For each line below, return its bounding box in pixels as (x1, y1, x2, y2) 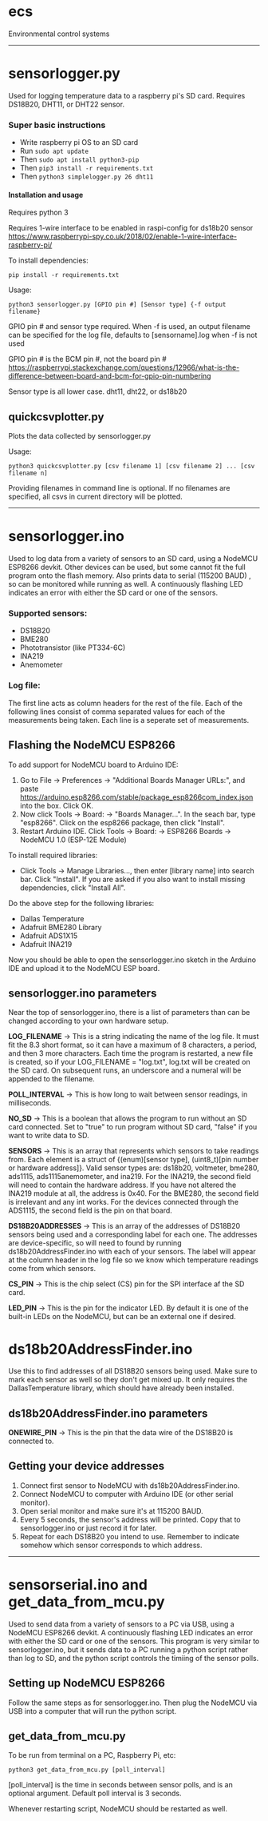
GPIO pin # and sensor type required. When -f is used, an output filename (8, 322, 251, 331)
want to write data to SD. (8, 1131, 89, 1141)
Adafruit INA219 (19, 939, 73, 949)
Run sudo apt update (19, 146, 89, 156)
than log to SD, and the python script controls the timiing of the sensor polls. (8, 1653, 259, 1663)
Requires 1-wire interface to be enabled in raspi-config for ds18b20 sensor (8, 223, 254, 233)
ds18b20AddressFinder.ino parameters (8, 1406, 208, 1420)
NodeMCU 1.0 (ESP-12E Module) (19, 835, 128, 844)
